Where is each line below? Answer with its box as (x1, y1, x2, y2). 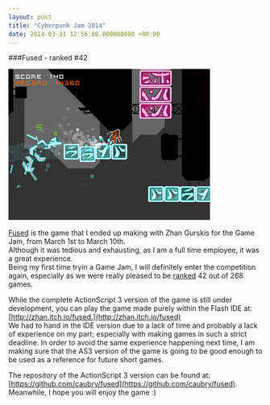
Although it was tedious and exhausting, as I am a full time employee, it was (8, 246, 260, 255)
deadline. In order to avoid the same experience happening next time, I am (8, 338, 255, 348)
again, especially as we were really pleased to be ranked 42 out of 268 (8, 271, 244, 281)
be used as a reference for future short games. (8, 355, 164, 365)
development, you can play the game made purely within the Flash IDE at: (8, 304, 252, 313)
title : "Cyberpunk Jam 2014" (8, 21, 106, 30)
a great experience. (8, 254, 73, 263)
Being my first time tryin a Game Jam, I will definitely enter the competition (8, 262, 256, 272)
